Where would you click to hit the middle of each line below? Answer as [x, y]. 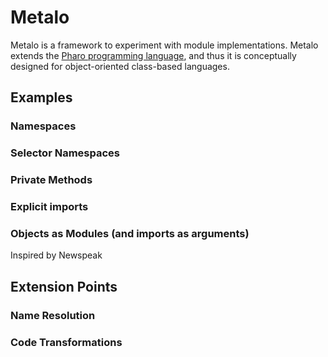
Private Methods [51, 180]
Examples [41, 97]
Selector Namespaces [65, 153]
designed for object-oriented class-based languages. [120, 66]
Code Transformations [66, 342]
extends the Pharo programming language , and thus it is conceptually [153, 55]
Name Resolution [53, 315]
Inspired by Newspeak [56, 255]
